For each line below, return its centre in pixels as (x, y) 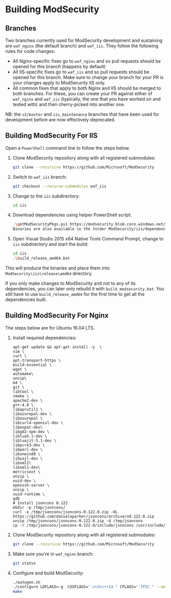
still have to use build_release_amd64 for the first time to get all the (75, 294)
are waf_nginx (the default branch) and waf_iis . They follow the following (82, 46)
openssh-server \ (31, 485)
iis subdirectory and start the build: (50, 244)
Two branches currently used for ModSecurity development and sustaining (84, 40)
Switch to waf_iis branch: (40, 177)
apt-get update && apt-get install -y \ (57, 347)
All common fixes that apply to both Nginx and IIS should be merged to (87, 88)
